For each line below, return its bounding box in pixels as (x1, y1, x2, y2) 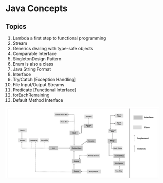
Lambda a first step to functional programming (12, 35, 106, 41)
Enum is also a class (12, 61, 54, 67)
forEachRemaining (12, 92, 50, 98)
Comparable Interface (12, 51, 57, 56)
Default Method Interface (12, 97, 63, 103)
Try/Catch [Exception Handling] (12, 76, 76, 82)
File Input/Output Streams (12, 82, 65, 88)
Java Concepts (5, 3, 68, 14)
